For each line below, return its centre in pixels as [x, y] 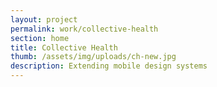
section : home [40, 38]
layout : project [44, 19]
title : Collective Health [64, 47]
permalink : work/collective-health [84, 29]
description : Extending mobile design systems [109, 66]
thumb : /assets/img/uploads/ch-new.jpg [93, 57]
